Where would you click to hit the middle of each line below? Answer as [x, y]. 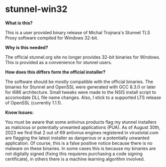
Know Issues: [19, 112]
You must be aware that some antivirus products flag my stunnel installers [81, 122]
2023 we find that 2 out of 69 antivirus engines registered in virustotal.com [82, 132]
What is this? [19, 23]
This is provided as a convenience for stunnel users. [59, 62]
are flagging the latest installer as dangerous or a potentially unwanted [77, 138]
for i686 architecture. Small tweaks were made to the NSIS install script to [81, 92]
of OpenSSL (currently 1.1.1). [34, 102]
